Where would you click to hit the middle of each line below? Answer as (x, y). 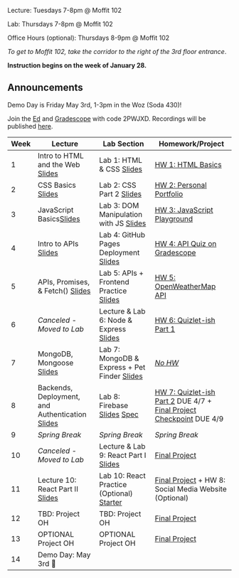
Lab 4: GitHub (122, 235)
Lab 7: (110, 349)
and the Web (59, 164)
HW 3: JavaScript (184, 210)
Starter (111, 502)
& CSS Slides (121, 168)
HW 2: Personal (181, 185)
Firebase (114, 405)
